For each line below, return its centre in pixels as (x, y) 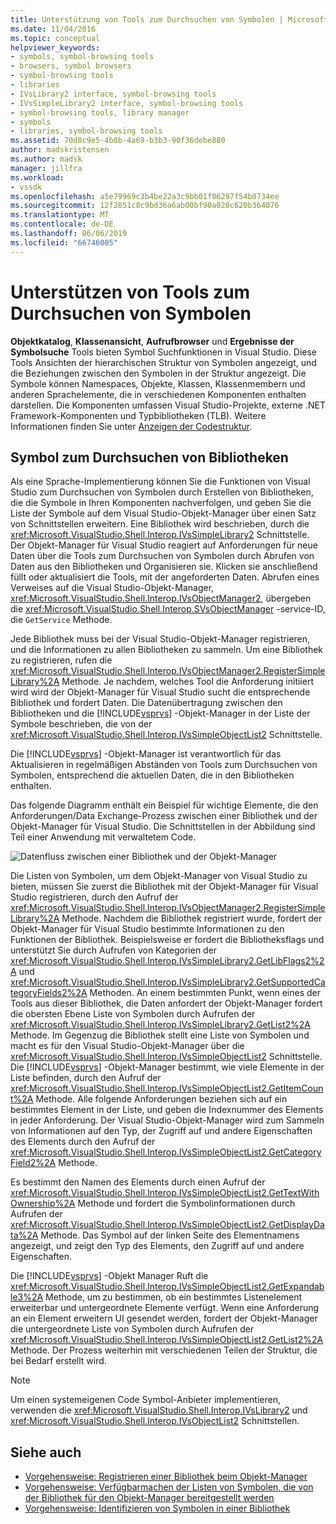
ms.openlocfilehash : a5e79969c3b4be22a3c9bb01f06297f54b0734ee (145, 196)
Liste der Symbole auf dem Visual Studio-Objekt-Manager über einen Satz (163, 513)
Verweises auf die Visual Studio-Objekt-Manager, (112, 588)
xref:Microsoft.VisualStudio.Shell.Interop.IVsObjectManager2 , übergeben (161, 598)
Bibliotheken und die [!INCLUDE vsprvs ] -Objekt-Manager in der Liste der (160, 713)
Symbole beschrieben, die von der (81, 724)
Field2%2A (33, 1163)
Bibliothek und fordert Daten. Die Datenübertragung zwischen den (146, 703)
